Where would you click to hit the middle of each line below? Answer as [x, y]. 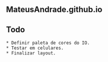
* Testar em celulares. [35, 48]
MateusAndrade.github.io [54, 10]
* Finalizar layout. [31, 53]
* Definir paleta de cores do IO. [48, 43]
